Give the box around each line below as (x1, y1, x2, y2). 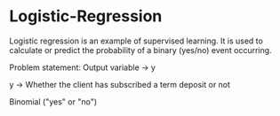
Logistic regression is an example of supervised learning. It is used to (9, 35, 264, 46)
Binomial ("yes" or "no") (9, 96, 98, 107)
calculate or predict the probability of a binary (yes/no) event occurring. (9, 44, 273, 55)
